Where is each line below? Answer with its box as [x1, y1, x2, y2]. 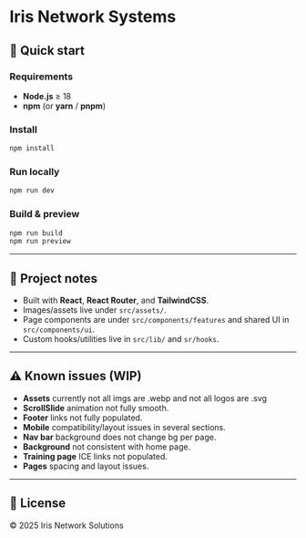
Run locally [9, 165, 60, 178]
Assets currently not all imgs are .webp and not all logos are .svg [22, 392, 267, 403]
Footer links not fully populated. [22, 412, 143, 423]
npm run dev [9, 186, 55, 195]
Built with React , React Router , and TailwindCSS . [22, 295, 209, 306]
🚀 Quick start [9, 43, 85, 58]
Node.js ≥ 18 [22, 90, 72, 101]
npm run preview [9, 237, 71, 246]
